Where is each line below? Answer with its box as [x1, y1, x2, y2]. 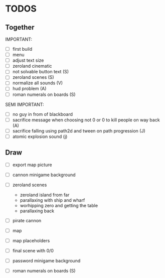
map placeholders [12, 237, 50, 243]
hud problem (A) [12, 86, 47, 92]
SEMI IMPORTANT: [5, 101, 44, 107]
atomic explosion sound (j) [12, 133, 68, 140]
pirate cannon [12, 217, 42, 223]
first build [12, 46, 33, 52]
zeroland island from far [20, 192, 70, 198]
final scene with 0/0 [12, 248, 54, 253]
